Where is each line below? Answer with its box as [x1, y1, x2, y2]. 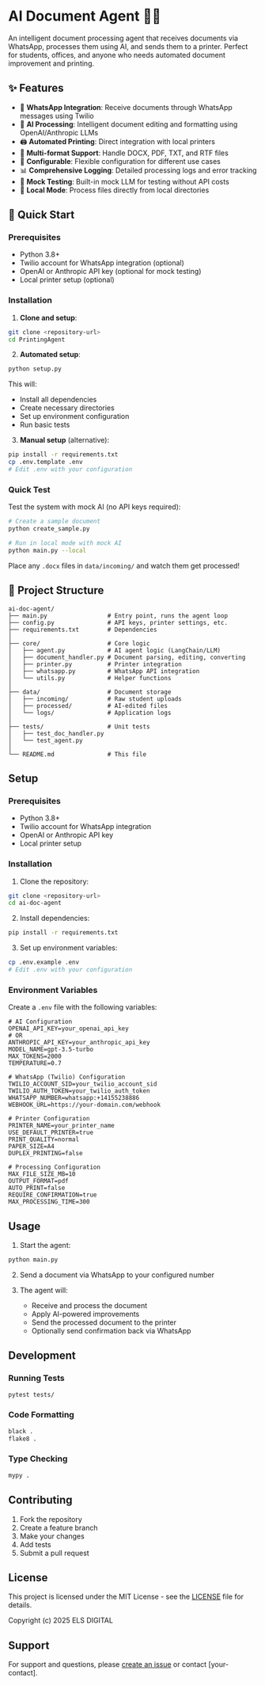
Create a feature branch [19, 1523, 98, 1532]
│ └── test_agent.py [8, 736, 83, 744]
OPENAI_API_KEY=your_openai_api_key [8, 1025, 129, 1033]
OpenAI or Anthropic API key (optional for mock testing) [19, 267, 202, 276]
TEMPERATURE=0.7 [8, 1059, 62, 1067]
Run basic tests [19, 420, 70, 430]
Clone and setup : [19, 313, 78, 322]
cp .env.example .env [8, 958, 80, 967]
